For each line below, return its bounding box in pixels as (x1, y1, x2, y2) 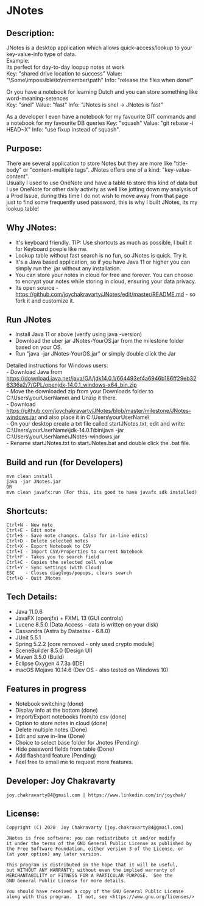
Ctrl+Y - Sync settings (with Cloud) (6, 564, 102, 571)
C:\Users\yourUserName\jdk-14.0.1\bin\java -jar (6, 427, 125, 434)
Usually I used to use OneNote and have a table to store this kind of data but (6, 179, 198, 186)
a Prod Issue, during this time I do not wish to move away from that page (6, 192, 189, 199)
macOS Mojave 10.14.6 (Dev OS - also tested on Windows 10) (15, 666, 169, 673)
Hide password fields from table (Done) (15, 745, 114, 753)
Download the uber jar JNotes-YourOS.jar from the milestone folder (15, 337, 185, 345)
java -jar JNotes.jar (6, 479, 62, 485)
